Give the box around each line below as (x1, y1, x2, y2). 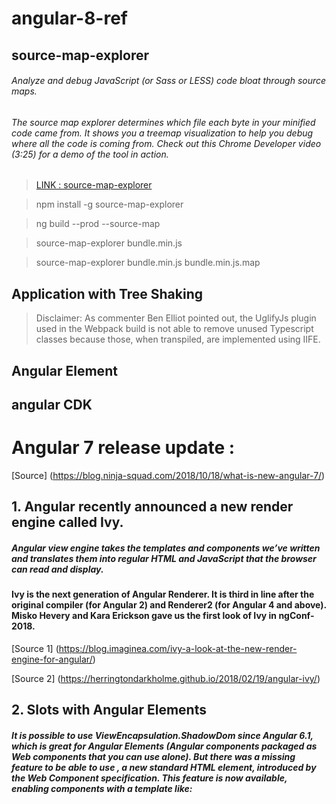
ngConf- (278, 610, 315, 622)
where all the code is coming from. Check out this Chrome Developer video (11, 137, 322, 149)
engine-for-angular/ (11, 653, 93, 665)
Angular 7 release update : (11, 437, 236, 459)
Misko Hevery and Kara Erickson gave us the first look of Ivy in (11, 610, 278, 622)
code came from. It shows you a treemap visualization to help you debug (11, 127, 314, 139)
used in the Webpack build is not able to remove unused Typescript (35, 323, 314, 335)
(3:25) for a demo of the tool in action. (11, 148, 169, 160)
